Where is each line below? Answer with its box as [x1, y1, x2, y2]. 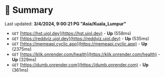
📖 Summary [4, 4, 53, 16]
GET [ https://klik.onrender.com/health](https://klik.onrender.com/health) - [11, 51, 161, 57]
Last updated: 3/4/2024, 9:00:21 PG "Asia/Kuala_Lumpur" [4, 21, 126, 27]
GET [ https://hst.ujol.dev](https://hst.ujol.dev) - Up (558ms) [11, 30, 131, 36]
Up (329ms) [11, 56, 37, 62]
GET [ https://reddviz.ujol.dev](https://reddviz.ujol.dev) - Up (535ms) [11, 36, 149, 41]
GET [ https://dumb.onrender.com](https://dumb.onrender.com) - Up [11, 62, 149, 68]
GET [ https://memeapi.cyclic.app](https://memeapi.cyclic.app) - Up [11, 40, 148, 46]
